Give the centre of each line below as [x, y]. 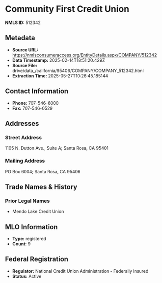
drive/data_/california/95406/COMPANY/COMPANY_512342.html [78, 71]
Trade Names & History [41, 187]
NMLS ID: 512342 [23, 23]
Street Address [24, 137]
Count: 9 [21, 244]
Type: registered [29, 239]
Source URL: [25, 49]
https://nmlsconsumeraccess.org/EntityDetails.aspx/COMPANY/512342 [84, 55]
